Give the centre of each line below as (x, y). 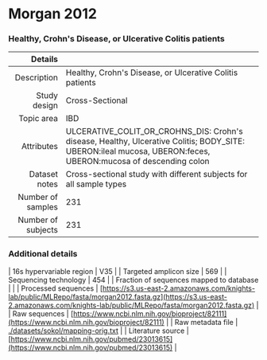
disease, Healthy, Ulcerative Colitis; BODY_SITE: (155, 142)
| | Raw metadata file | (202, 322)
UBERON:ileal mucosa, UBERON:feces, (138, 151)
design (45, 106)
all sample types (96, 184)
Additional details (43, 254)
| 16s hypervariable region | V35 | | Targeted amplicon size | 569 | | (118, 271)
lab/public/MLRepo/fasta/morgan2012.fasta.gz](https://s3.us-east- (118, 296)
